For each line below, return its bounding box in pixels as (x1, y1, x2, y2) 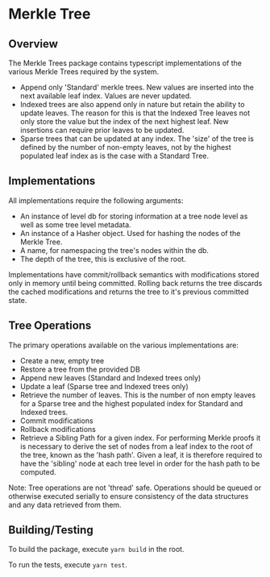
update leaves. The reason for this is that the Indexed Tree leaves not (19, 108, 251, 118)
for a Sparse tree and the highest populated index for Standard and (19, 398, 243, 408)
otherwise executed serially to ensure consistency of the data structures (8, 491, 249, 500)
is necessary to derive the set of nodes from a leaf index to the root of (19, 441, 253, 451)
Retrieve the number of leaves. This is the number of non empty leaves (19, 390, 256, 400)
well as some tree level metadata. (19, 219, 131, 230)
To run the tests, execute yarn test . (8, 560, 127, 570)
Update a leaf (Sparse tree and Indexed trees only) (19, 381, 189, 391)
